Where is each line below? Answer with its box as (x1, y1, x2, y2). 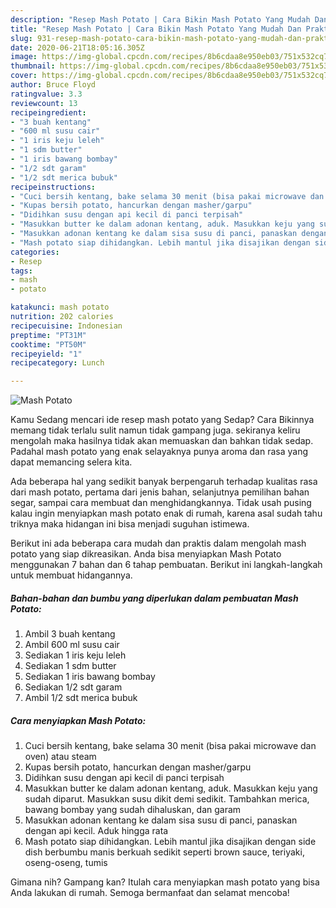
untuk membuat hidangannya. (10, 569, 133, 581)
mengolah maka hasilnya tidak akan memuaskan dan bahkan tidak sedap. (10, 435, 314, 447)
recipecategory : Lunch (10, 358, 105, 368)
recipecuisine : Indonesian (10, 321, 123, 331)
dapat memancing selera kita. (10, 456, 133, 468)
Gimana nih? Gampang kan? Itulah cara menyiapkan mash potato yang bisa (10, 876, 320, 888)
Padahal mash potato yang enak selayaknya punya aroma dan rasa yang (10, 446, 309, 458)
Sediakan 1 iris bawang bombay (24, 671, 156, 683)
